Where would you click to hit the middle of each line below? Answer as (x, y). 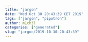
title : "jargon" (21, 9)
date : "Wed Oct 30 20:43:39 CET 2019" (44, 14)
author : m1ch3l (20, 23)
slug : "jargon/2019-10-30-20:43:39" (42, 32)
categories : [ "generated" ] (32, 28)
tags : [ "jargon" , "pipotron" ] (36, 18)
